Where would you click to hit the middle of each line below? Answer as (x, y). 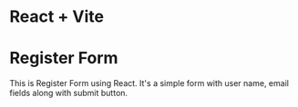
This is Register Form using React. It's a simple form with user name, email (149, 83)
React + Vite (57, 17)
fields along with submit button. (69, 93)
